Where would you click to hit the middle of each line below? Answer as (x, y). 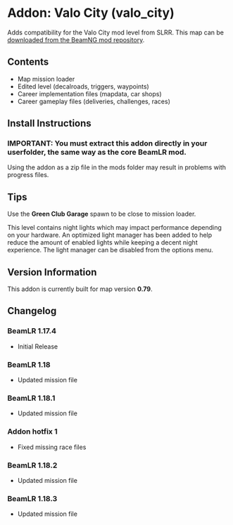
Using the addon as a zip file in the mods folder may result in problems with (117, 167)
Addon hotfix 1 (32, 432)
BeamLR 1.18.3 (32, 498)
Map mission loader (46, 79)
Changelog (32, 311)
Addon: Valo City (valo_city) (91, 13)
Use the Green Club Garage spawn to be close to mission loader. (102, 214)
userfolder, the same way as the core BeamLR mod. (97, 153)
